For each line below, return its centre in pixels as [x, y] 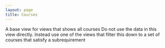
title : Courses [22, 15]
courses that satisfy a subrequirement [45, 40]
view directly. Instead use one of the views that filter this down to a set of [82, 34]
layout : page [19, 10]
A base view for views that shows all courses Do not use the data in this [81, 29]
